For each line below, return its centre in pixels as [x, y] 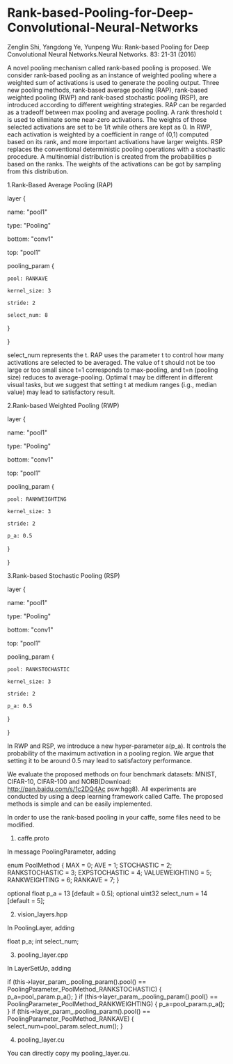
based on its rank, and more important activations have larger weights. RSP [115, 141]
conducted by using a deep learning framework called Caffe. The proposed [115, 796]
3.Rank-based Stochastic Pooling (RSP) [64, 575]
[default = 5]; [26, 900]
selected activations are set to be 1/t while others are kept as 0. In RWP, [110, 127]
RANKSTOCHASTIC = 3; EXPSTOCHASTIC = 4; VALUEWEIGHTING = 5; [110, 873]
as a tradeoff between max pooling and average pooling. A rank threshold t [115, 112]
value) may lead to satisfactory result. [61, 392]
